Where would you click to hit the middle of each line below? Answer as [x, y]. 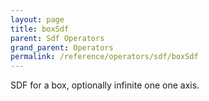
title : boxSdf [40, 29]
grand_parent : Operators [62, 47]
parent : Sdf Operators [57, 38]
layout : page [37, 19]
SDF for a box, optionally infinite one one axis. [105, 85]
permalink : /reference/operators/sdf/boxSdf [104, 57]
